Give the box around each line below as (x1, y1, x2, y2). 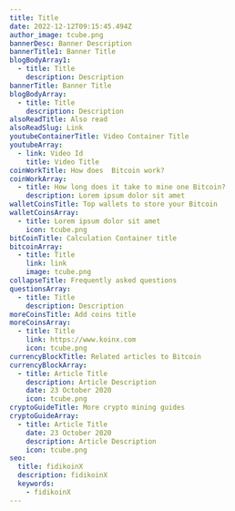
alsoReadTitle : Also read (9, 115, 107, 124)
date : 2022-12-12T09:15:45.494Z (9, 22, 132, 31)
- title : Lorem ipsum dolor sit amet (17, 216, 161, 226)
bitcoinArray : (9, 242, 64, 251)
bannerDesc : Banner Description (9, 38, 132, 48)
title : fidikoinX (17, 462, 84, 472)
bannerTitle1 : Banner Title (9, 47, 117, 56)
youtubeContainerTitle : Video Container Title (9, 132, 189, 141)
